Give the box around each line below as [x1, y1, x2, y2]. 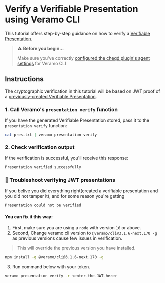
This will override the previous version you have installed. [17, 245, 136, 251]
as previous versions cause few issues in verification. [12, 235, 122, 241]
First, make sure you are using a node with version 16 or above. [12, 225, 141, 231]
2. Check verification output [5, 143, 75, 150]
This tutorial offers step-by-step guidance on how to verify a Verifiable [5, 30, 150, 36]
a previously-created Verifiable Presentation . [5, 93, 97, 99]
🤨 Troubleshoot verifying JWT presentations [5, 177, 116, 184]
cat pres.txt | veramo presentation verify [5, 132, 97, 138]
